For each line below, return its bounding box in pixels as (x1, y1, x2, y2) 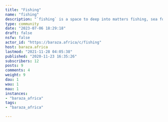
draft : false (5, 30, 32, 35)
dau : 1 (5, 77, 19, 82)
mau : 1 (5, 86, 19, 91)
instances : (5, 91, 28, 96)
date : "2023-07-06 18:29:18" (5, 26, 66, 31)
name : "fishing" (5, 12, 39, 17)
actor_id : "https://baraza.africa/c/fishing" (5, 40, 101, 45)
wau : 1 (5, 81, 19, 86)
